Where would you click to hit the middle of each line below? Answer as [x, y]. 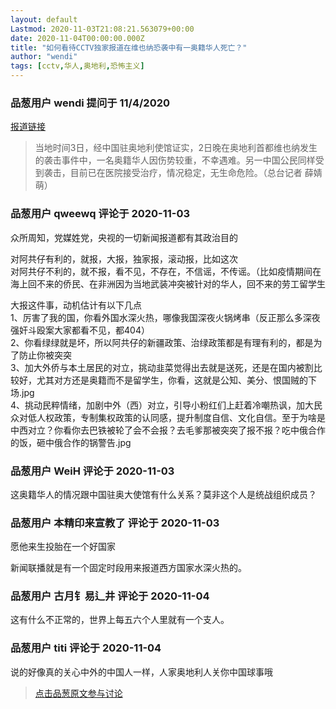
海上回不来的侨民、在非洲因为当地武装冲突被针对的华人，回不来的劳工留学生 [168, 283]
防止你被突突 [45, 355]
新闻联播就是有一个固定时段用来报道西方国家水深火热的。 [128, 568]
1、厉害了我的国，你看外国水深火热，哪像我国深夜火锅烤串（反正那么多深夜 [165, 317]
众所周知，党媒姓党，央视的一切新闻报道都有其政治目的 [124, 237]
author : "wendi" [44, 57]
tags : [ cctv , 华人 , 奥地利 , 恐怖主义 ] [77, 66]
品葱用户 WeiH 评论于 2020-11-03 [92, 471]
